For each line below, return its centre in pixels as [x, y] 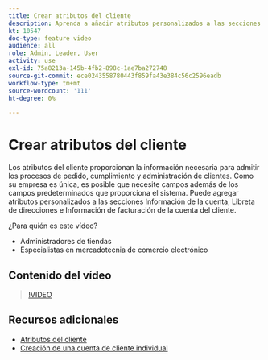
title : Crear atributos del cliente [70, 16]
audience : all [32, 46]
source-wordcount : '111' [50, 91]
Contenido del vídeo [60, 275]
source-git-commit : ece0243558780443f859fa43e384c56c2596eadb [115, 76]
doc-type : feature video [50, 38]
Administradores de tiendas [66, 242]
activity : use [32, 61]
